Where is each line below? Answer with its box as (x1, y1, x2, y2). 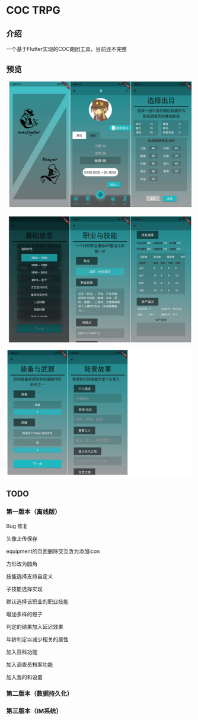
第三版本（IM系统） (6, 707, 62, 715)
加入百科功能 (6, 648, 37, 655)
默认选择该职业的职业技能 (6, 598, 69, 605)
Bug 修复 (6, 522, 28, 529)
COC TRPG (6, 4, 60, 17)
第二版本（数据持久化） (6, 690, 73, 698)
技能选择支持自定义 (6, 572, 53, 580)
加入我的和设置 (6, 673, 43, 680)
